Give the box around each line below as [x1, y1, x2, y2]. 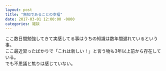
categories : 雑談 [5, 21, 40, 26]
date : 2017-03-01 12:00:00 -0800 [5, 16, 75, 21]
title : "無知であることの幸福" [5, 12, 63, 17]
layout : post [5, 7, 32, 12]
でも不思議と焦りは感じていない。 [5, 60, 75, 66]
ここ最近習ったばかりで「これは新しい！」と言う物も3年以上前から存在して [5, 48, 161, 54]
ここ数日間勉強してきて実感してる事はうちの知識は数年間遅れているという [5, 35, 158, 41]
